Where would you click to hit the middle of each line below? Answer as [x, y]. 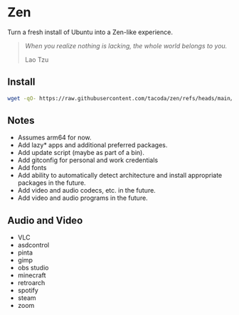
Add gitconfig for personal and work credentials [88, 160]
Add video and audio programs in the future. [83, 198]
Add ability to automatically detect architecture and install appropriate [120, 176]
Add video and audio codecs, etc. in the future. [87, 191]
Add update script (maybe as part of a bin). [81, 153]
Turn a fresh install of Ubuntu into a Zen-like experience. [90, 32]
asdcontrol [33, 245]
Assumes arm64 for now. [54, 138]
